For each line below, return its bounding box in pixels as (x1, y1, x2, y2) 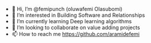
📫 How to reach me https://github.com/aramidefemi (11, 31, 140, 37)
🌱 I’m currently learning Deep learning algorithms (11, 18, 132, 24)
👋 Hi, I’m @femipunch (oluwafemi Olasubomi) (11, 6, 123, 12)
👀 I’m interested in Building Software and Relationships (11, 12, 145, 19)
